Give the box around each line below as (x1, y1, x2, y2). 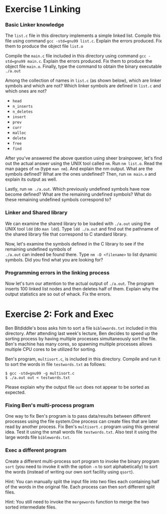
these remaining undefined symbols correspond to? (5, 197, 111, 203)
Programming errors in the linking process (5, 269, 110, 276)
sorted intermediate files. (5, 504, 57, 510)
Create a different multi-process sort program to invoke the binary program (5, 458, 160, 464)
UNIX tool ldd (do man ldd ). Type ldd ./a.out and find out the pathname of (5, 226, 159, 232)
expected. (5, 389, 26, 395)
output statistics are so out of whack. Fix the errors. (5, 291, 111, 297)
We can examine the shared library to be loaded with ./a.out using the (5, 221, 151, 227)
